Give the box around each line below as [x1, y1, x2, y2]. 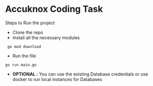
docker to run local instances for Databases [12, 76, 102, 82]
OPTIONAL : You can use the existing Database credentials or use [12, 71, 149, 77]
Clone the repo [12, 29, 43, 35]
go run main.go [5, 62, 37, 67]
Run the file [12, 53, 36, 59]
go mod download [7, 44, 41, 49]
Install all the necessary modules [12, 35, 80, 41]
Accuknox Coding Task [5, 3, 103, 15]
